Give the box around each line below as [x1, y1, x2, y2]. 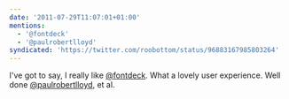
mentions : [9, 21, 46, 30]
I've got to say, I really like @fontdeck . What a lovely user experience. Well [9, 70, 281, 80]
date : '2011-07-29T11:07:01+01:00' [9, 12, 141, 22]
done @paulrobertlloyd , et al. [9, 80, 115, 90]
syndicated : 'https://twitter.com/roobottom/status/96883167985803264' [9, 46, 279, 55]
